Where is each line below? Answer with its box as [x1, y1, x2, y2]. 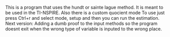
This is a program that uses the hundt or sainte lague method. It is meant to [5, 5, 163, 10]
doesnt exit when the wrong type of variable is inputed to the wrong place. [5, 26, 162, 32]
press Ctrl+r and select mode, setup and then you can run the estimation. [5, 15, 160, 21]
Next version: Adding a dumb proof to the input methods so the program [5, 20, 158, 26]
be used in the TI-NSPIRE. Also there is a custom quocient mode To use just [5, 10, 165, 16]
